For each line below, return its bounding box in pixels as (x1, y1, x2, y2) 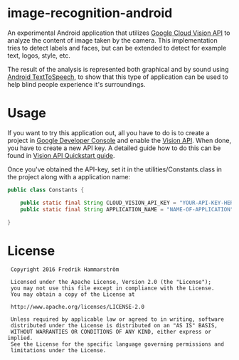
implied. (7, 334, 33, 342)
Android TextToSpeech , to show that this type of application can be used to (7, 73, 229, 81)
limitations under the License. (10, 347, 107, 354)
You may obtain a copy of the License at (10, 291, 135, 298)
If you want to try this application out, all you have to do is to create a (7, 128, 210, 137)
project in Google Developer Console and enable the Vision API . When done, (7, 136, 232, 144)
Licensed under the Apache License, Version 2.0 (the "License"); (10, 279, 212, 286)
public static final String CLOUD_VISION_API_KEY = (20, 199, 176, 206)
